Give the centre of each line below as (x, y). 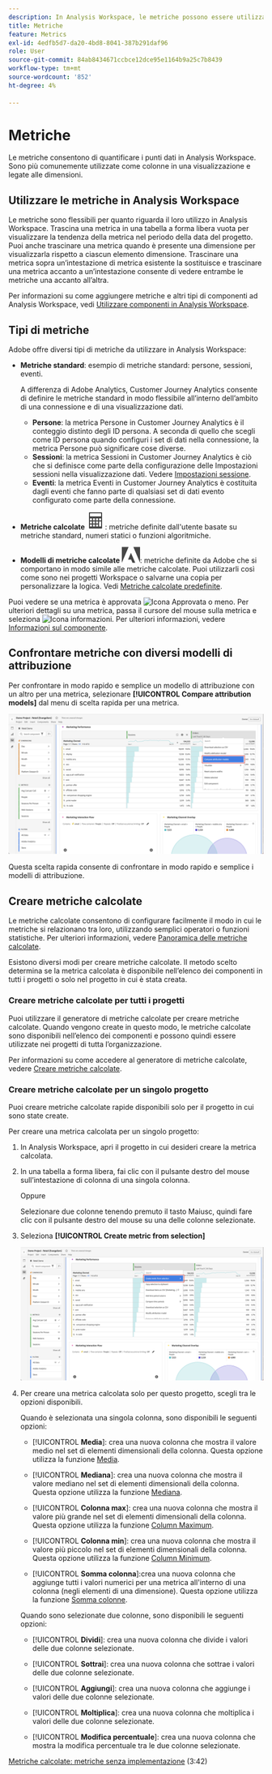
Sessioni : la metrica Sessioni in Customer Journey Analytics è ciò (142, 457)
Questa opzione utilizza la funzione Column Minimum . (122, 1558)
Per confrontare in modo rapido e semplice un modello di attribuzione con (132, 685)
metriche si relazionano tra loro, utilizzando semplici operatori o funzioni (129, 929)
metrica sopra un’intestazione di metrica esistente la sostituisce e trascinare (135, 263)
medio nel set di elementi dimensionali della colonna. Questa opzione (147, 1450)
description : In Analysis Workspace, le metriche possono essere (121, 17)
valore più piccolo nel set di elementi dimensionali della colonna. (140, 1549)
